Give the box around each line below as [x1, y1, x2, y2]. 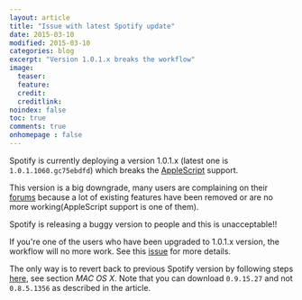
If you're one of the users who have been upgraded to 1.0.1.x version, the [9, 236, 279, 247]
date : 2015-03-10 [9, 30, 75, 39]
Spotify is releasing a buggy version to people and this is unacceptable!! [9, 218, 278, 230]
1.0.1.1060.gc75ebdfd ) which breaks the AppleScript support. [9, 164, 239, 176]
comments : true [9, 123, 67, 132]
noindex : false [9, 105, 67, 114]
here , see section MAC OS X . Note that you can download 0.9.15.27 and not [9, 272, 293, 284]
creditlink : [17, 96, 63, 106]
